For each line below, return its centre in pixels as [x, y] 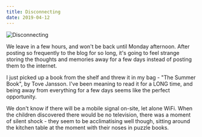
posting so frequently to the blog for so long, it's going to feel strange [93, 53]
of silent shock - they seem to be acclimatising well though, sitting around [98, 121]
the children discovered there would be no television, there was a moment [99, 115]
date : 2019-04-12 [28, 18]
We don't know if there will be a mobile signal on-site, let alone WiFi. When [99, 108]
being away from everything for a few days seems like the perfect [88, 90]
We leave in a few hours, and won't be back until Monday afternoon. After [98, 46]
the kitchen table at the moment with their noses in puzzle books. [88, 127]
